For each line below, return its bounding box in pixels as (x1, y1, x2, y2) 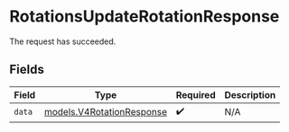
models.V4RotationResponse (43, 106, 168, 119)
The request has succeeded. (9, 36, 117, 47)
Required (175, 88, 216, 101)
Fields (9, 62, 45, 77)
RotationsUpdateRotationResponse (9, 6, 280, 27)
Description (224, 88, 276, 101)
